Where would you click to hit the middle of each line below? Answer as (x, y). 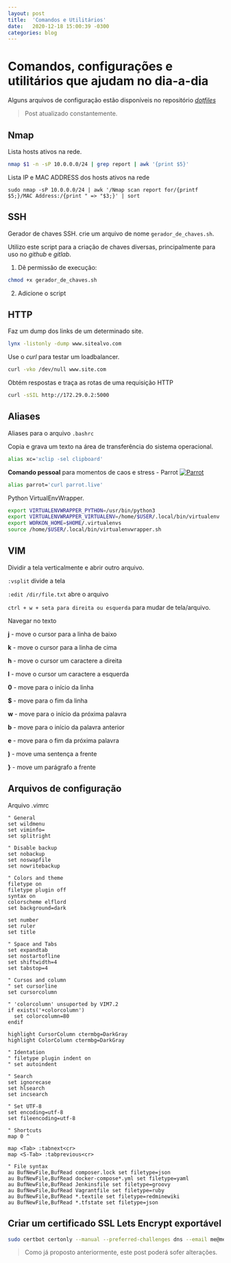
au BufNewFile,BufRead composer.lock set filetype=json (89, 1172)
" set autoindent (33, 1064)
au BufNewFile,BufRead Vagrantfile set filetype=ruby (86, 1190)
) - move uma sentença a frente (52, 753)
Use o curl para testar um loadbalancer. (64, 357)
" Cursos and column (37, 980)
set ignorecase (29, 1082)
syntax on (22, 896)
